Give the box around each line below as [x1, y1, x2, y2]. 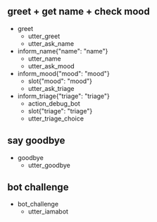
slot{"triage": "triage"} [27, 106, 93, 115]
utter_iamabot [27, 207, 69, 216]
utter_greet [27, 32, 61, 40]
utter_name [27, 54, 61, 63]
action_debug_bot [27, 99, 81, 108]
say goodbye [7, 135, 65, 147]
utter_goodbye [27, 161, 70, 169]
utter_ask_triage [27, 84, 75, 92]
